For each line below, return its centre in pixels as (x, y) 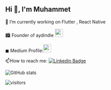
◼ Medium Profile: (24, 50)
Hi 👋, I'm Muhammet (38, 9)
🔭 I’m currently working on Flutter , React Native (55, 21)
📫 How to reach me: (26, 61)
